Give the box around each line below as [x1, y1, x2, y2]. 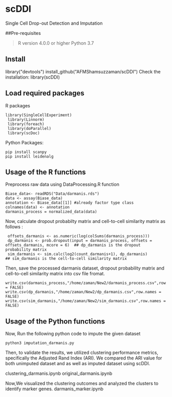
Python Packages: [5, 139, 44, 145]
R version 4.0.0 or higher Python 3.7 [17, 40, 94, 46]
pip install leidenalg [5, 154, 54, 159]
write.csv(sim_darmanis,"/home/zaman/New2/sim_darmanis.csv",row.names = [5, 298, 166, 304]
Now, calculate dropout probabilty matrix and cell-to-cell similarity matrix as [5, 218, 165, 224]
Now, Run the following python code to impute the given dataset [5, 331, 141, 337]
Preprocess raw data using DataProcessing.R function [5, 181, 119, 187]
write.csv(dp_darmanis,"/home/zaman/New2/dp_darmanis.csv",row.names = [5, 290, 161, 295]
